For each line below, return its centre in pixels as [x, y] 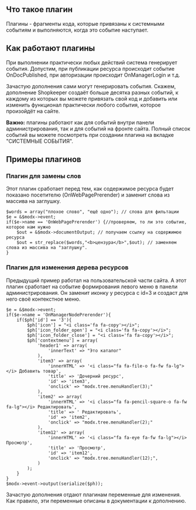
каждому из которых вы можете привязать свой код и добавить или [92, 98]
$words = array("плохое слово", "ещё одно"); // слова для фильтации [93, 212]
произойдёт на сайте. [33, 111]
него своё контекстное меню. [43, 299]
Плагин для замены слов [44, 176]
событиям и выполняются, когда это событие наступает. [77, 30]
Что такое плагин [39, 10]
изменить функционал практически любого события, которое [83, 105]
